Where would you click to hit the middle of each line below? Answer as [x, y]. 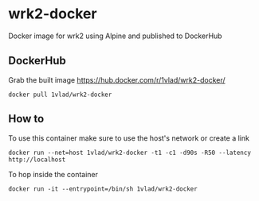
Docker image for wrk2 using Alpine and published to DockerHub [115, 36]
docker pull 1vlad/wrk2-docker [60, 95]
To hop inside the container [53, 174]
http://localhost [37, 160]
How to [26, 119]
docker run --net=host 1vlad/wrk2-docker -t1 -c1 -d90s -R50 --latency [129, 153]
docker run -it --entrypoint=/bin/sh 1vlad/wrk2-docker [103, 189]
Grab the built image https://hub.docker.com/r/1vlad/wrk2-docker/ [117, 79]
